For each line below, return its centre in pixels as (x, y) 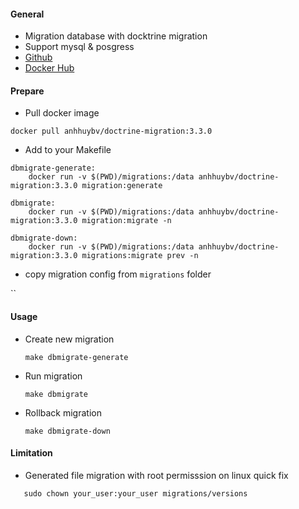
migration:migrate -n (126, 221)
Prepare (27, 91)
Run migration (53, 376)
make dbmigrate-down (67, 431)
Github (38, 57)
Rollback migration (63, 412)
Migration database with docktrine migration (116, 36)
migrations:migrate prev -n (140, 256)
